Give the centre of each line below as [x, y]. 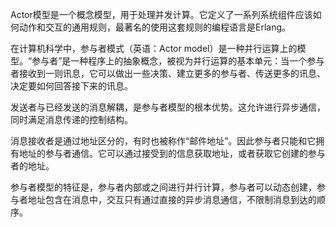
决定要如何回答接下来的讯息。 [71, 86]
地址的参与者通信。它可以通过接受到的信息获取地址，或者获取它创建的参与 [172, 153]
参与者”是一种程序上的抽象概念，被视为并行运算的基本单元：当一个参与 [178, 61]
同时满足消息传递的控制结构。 [71, 119]
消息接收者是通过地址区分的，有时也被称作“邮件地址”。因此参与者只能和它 [163, 141]
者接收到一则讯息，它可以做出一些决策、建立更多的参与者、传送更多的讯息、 [168, 73]
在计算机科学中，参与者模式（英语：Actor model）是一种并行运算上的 [154, 48]
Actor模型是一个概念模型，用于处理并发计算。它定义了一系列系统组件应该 [161, 14]
